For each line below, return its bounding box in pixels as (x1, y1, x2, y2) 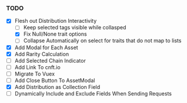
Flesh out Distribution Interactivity (14, 18, 97, 25)
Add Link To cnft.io (14, 63, 61, 71)
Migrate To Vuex (14, 70, 55, 77)
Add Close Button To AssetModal (14, 77, 95, 84)
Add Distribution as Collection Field (14, 83, 101, 90)
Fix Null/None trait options (23, 30, 87, 37)
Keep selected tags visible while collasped (23, 24, 126, 31)
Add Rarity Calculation (14, 50, 69, 57)
